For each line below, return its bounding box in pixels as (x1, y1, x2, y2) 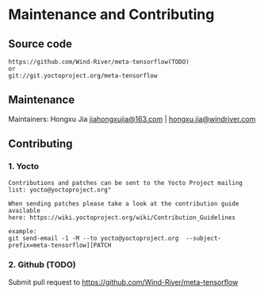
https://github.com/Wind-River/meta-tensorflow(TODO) (8, 58, 190, 66)
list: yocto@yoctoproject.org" (8, 186, 112, 194)
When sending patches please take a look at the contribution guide (8, 199, 239, 207)
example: (8, 227, 37, 235)
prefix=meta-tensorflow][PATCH (8, 241, 112, 249)
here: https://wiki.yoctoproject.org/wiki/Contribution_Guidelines (8, 214, 236, 221)
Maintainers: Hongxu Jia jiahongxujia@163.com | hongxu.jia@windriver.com (8, 114, 256, 123)
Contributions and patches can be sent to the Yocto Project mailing (8, 179, 243, 187)
